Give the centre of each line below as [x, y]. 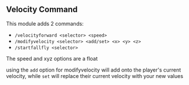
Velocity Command [42, 10]
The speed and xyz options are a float [52, 58]
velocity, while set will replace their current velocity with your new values [95, 76]
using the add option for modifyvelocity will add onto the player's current [94, 70]
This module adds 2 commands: [45, 23]
